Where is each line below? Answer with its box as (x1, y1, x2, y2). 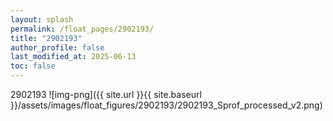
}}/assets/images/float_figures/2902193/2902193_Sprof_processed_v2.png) (10, 99, 323, 111)
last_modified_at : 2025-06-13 (10, 52, 137, 62)
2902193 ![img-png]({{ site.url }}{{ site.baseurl (10, 89, 202, 100)
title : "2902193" (10, 33, 83, 43)
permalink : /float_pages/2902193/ (10, 24, 155, 34)
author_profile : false (10, 42, 105, 53)
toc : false (10, 61, 56, 71)
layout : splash (10, 14, 74, 25)
